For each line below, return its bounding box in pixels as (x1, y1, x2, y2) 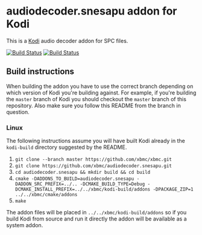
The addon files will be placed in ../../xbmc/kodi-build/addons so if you (6, 209, 187, 216)
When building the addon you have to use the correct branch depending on (6, 82, 194, 90)
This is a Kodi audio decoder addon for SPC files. (6, 37, 128, 44)
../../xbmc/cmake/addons (14, 192, 78, 198)
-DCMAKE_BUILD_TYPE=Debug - (80, 181, 151, 187)
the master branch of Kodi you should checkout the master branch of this (6, 95, 187, 102)
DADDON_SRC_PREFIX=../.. (14, 181, 78, 187)
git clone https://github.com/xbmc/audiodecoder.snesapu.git (14, 163, 172, 169)
